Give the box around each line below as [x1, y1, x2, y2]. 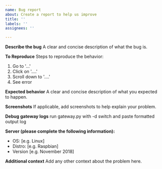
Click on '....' [12, 68, 38, 75]
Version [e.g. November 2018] [12, 149, 74, 155]
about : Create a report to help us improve [5, 12, 97, 17]
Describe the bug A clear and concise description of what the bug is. [5, 44, 148, 50]
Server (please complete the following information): [5, 128, 115, 135]
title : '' [5, 16, 26, 21]
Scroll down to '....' [12, 74, 51, 80]
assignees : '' [5, 26, 35, 31]
